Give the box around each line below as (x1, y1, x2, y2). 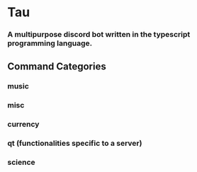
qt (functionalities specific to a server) (7, 139, 142, 149)
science (7, 157, 35, 167)
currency (7, 120, 40, 130)
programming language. (7, 38, 93, 48)
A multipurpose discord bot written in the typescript (7, 30, 191, 40)
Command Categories (7, 60, 106, 72)
